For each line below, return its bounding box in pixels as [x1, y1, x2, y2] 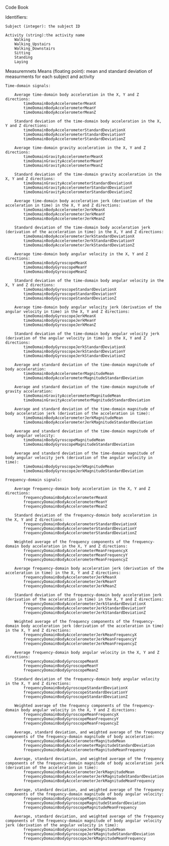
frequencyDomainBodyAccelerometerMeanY [23, 499, 108, 504]
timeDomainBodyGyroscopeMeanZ [23, 269, 87, 274]
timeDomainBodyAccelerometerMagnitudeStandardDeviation [23, 375, 144, 380]
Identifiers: [5, 14, 28, 20]
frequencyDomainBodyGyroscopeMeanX [23, 659, 99, 664]
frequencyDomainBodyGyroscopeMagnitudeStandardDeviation [23, 800, 146, 806]
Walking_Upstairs [14, 41, 51, 47]
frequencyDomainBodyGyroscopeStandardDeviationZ [23, 694, 128, 699]
